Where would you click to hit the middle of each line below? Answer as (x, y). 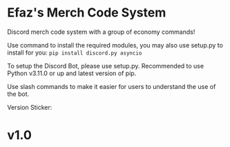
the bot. (18, 94)
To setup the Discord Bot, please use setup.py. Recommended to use (106, 66)
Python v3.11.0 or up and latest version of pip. (72, 73)
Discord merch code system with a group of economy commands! (101, 32)
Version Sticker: (30, 107)
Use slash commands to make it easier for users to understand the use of (112, 86)
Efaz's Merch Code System (87, 13)
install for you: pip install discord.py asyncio (75, 52)
